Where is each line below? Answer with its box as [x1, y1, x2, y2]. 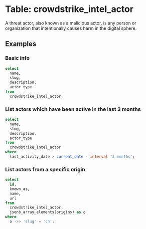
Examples [5, 40, 36, 48]
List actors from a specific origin [5, 166, 86, 173]
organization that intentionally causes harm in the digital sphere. [5, 25, 137, 31]
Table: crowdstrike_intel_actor [5, 3, 134, 15]
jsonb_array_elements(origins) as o [9, 210, 86, 215]
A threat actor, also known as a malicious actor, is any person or [5, 20, 137, 26]
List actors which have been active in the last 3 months [5, 106, 141, 113]
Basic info [5, 55, 30, 62]
